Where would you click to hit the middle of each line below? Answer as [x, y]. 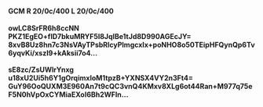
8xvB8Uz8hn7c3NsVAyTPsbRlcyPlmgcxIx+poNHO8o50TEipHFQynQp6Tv [131, 45]
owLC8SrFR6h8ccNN [44, 28]
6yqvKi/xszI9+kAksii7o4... [53, 53]
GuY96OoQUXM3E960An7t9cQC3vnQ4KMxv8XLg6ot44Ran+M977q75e [130, 87]
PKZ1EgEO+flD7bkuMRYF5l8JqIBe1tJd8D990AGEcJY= [100, 37]
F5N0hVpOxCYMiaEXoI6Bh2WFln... [68, 95]
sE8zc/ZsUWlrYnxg [41, 70]
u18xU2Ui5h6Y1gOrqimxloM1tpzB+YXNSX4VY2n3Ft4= [101, 78]
